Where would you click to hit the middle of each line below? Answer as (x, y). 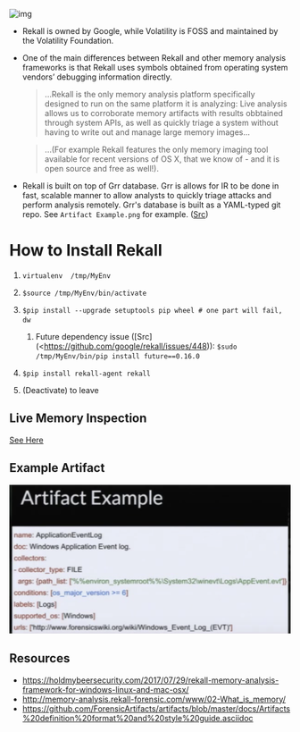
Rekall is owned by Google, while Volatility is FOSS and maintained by (150, 31)
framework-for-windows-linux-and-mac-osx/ (105, 689)
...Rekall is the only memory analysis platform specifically (150, 94)
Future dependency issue (82, 336)
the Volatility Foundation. (68, 41)
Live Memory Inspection (78, 419)
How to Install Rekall (86, 251)
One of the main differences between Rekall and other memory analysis (154, 58)
